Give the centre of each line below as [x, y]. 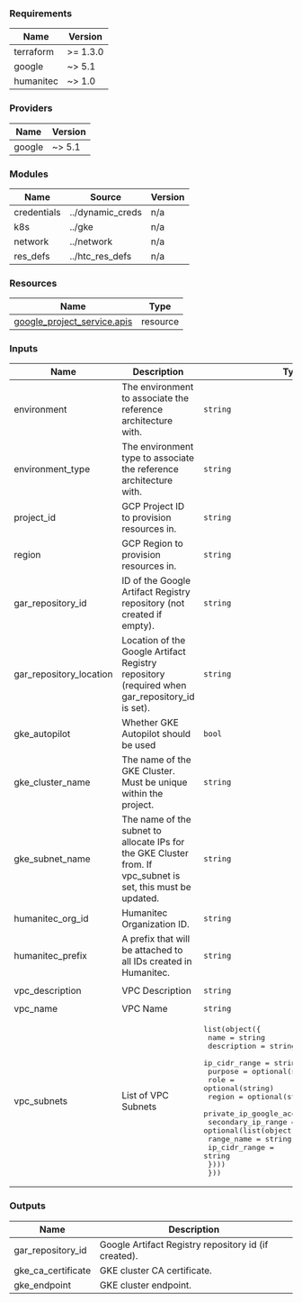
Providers [31, 108]
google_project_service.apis [73, 322]
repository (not [153, 604]
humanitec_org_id [51, 919]
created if [142, 615]
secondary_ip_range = [252, 1122]
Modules [29, 174]
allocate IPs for [153, 843]
